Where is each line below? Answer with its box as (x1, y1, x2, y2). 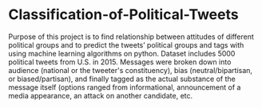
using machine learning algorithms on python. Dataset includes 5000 (8, 48, 236, 58)
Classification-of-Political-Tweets (8, 6, 239, 24)
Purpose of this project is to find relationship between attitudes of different (8, 32, 254, 41)
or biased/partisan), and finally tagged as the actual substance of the (8, 74, 236, 83)
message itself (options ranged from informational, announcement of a (8, 82, 241, 92)
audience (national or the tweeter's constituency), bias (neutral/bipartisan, (8, 65, 253, 75)
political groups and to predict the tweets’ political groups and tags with (8, 40, 244, 49)
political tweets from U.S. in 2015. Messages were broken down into (8, 57, 232, 67)
